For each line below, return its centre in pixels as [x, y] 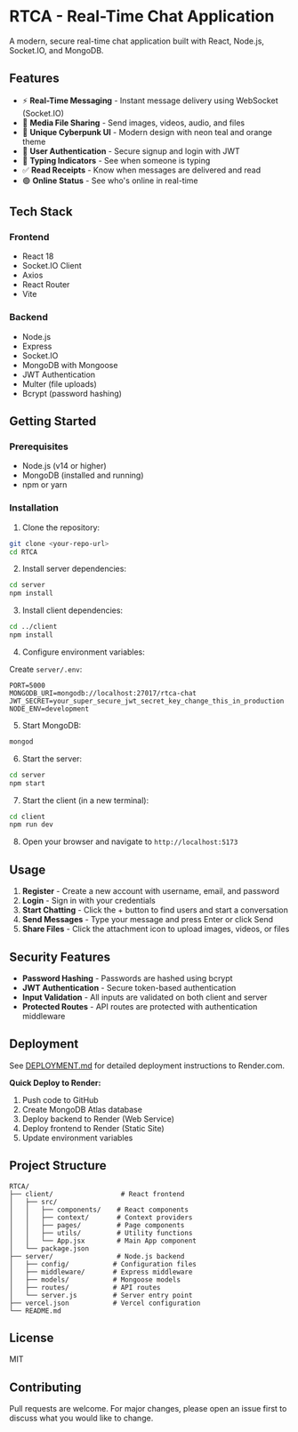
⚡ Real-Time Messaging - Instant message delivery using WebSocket [150, 101]
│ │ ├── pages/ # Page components [97, 1225]
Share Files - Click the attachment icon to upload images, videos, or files [156, 929]
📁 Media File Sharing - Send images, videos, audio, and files [133, 123]
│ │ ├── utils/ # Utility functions [101, 1233]
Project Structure [58, 1166]
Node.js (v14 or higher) [64, 466]
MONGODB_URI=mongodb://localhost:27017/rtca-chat [103, 693]
